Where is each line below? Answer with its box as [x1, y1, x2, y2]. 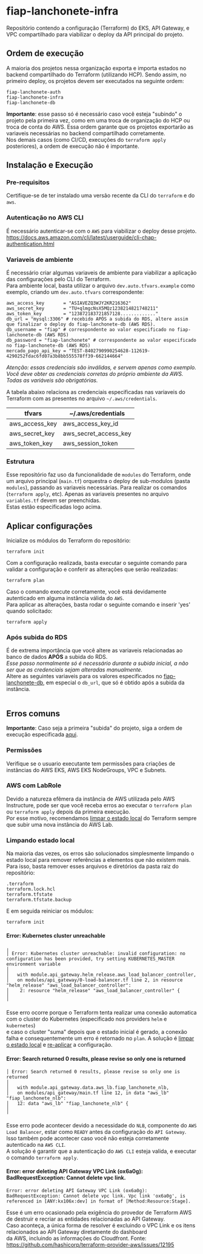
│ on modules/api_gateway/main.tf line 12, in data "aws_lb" [6, 1090, 170, 1096]
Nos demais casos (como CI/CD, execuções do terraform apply [6, 136, 167, 143]
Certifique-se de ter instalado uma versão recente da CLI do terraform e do [6, 192, 195, 199]
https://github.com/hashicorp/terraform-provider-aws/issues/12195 [6, 1241, 175, 1248]
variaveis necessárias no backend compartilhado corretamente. [6, 129, 165, 137]
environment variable [6, 961, 61, 967]
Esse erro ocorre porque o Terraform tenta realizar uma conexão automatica [6, 1009, 197, 1016]
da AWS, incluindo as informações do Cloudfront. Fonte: [6, 1235, 147, 1242]
